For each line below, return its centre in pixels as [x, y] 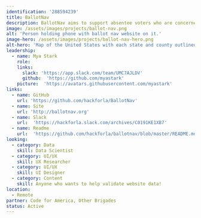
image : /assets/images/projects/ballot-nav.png [67, 28]
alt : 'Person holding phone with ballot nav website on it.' [84, 34]
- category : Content [37, 179]
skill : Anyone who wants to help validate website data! [89, 184]
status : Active [25, 206]
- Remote [22, 195]
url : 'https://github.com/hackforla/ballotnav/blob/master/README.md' [108, 134]
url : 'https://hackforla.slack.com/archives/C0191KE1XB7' [92, 123]
